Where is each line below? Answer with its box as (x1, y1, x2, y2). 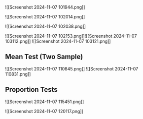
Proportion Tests (5, 85, 58, 94)
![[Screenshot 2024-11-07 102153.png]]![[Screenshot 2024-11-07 (5, 33, 137, 39)
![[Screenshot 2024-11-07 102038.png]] (5, 23, 86, 29)
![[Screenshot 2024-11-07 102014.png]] (5, 14, 85, 19)
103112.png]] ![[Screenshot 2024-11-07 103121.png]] (5, 38, 111, 44)
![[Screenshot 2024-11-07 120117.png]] (5, 108, 84, 114)
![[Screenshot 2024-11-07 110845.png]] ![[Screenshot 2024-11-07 (5, 65, 139, 71)
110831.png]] (5, 71, 31, 77)
